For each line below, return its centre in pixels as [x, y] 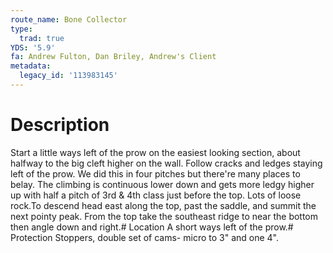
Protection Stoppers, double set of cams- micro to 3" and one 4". [144, 237]
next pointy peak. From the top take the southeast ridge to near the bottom [164, 216]
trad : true [42, 38]
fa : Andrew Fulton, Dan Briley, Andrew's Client [113, 57]
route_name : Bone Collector [69, 19]
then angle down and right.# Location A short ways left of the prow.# [152, 227]
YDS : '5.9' [33, 47]
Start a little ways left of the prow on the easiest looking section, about [155, 152]
